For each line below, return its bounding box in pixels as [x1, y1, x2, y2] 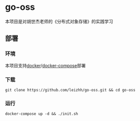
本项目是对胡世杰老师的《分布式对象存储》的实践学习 [5, 18, 113, 24]
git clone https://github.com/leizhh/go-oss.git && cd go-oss [5, 87, 136, 92]
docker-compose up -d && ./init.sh [5, 112, 78, 117]
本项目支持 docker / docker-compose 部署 [5, 62, 86, 68]
